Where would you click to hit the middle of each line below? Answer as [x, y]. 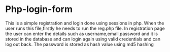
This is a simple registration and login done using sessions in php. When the [85, 23]
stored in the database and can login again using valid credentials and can [83, 39]
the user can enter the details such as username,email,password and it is [82, 33]
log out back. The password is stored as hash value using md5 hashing [79, 44]
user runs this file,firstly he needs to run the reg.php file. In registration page [85, 28]
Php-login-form [39, 9]
